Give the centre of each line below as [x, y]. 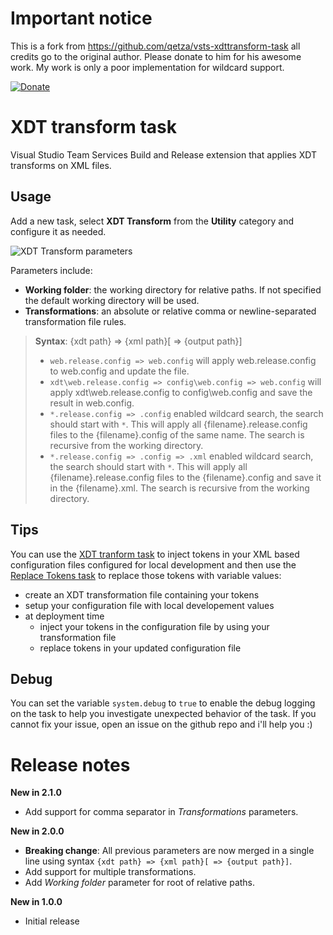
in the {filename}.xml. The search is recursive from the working [179, 488]
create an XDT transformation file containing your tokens [142, 594]
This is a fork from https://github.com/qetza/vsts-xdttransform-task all [155, 46]
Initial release [52, 921]
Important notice [81, 18]
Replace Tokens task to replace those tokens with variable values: [146, 575]
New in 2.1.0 [36, 793]
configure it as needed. [58, 231]
